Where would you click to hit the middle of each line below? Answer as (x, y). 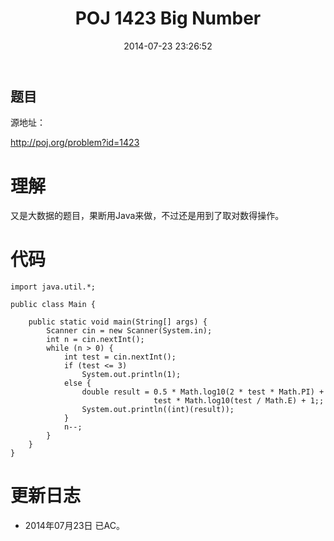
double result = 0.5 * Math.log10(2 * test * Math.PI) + (203, 392)
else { (77, 383)
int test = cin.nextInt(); (120, 357)
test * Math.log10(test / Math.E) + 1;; (239, 401)
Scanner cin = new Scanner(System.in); (129, 331)
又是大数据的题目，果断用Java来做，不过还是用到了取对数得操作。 (147, 216)
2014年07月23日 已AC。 (74, 526)
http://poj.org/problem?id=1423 (75, 143)
